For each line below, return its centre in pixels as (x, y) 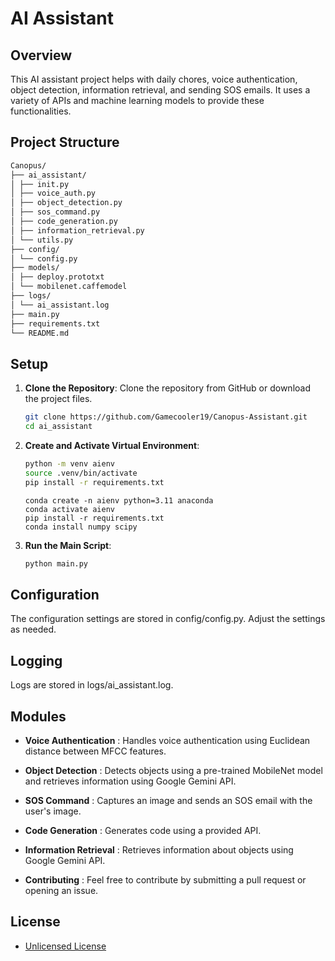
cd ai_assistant (58, 427)
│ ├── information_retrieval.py (77, 230)
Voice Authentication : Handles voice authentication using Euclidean (167, 740)
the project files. (58, 399)
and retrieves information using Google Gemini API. (130, 781)
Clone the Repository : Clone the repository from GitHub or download (167, 388)
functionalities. (41, 111)
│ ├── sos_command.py (55, 212)
